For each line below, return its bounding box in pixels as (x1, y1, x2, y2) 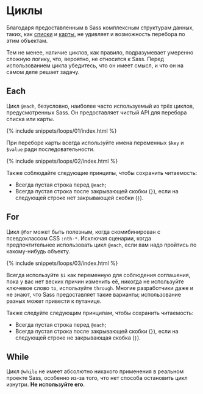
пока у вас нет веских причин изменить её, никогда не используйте (6, 278, 184, 285)
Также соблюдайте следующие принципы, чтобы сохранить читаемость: (6, 169, 198, 176)
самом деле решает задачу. (6, 68, 80, 75)
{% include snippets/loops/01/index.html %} (6, 127, 117, 135)
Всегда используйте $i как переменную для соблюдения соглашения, (6, 271, 191, 278)
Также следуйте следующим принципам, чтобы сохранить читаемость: (6, 309, 194, 316)
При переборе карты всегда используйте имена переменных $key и (6, 139, 184, 146)
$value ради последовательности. (6, 145, 95, 153)
